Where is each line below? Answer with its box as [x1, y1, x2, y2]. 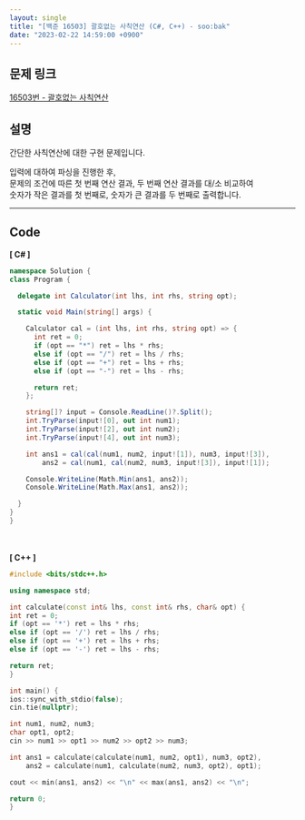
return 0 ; [9, 794, 47, 804]
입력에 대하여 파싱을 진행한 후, [9, 167, 116, 177]
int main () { [9, 686, 59, 695]
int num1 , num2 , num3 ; [9, 720, 95, 729]
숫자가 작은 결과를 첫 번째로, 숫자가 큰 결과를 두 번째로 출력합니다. [9, 189, 242, 200]
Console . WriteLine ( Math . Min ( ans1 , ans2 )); [25, 474, 189, 483]
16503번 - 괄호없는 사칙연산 [9, 92, 109, 103]
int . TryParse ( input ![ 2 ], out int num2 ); [25, 425, 181, 434]
